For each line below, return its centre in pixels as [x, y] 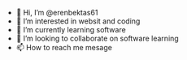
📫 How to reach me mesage [64, 47]
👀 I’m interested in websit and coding [78, 21]
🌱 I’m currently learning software [71, 30]
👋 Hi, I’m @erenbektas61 [57, 13]
